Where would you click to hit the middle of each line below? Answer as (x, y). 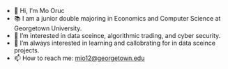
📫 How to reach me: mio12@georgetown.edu (79, 58)
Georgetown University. (48, 28)
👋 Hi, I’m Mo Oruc (39, 11)
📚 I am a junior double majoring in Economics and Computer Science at (117, 18)
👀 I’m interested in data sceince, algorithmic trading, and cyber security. (117, 36)
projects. (26, 50)
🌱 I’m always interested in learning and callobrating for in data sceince (115, 43)
